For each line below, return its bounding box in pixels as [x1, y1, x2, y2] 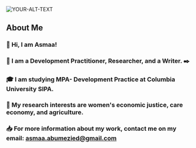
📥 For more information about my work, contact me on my [6, 124, 177, 133]
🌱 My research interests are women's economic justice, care [6, 101, 183, 109]
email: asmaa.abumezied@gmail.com [6, 134, 117, 142]
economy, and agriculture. [6, 108, 84, 117]
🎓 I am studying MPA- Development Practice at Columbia [6, 75, 175, 83]
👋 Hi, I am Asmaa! [6, 41, 57, 49]
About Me [6, 23, 43, 33]
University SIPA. [6, 85, 54, 94]
